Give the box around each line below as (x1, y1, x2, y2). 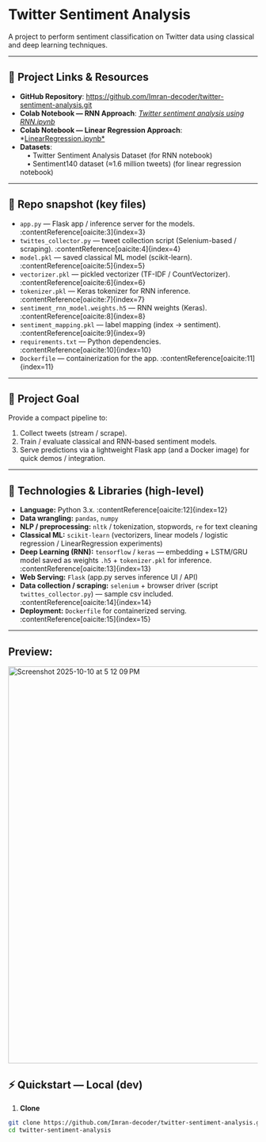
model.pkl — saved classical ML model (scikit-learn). (19, 252, 192, 262)
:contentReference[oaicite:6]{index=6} (19, 277, 146, 287)
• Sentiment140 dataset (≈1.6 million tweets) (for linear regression (26, 158, 241, 168)
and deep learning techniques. (8, 40, 108, 49)
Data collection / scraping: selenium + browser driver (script (19, 581, 218, 591)
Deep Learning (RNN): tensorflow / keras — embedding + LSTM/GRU (19, 547, 248, 557)
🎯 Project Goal (8, 392, 80, 405)
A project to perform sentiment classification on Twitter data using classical (8, 32, 255, 41)
